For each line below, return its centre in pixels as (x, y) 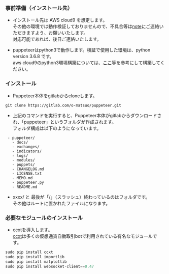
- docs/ (20, 142)
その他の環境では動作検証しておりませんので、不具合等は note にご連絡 (86, 26)
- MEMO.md (22, 178)
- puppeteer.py (28, 182)
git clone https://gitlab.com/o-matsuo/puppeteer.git (63, 105)
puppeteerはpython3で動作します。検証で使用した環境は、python (81, 50)
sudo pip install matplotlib (36, 262)
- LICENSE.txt (27, 173)
